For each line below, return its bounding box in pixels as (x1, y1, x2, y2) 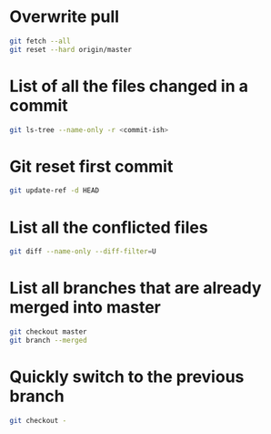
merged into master (9, 297, 161, 318)
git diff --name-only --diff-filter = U (9, 247, 156, 256)
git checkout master (9, 327, 88, 336)
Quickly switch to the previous (9, 367, 245, 387)
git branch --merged (9, 336, 88, 345)
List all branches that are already (9, 278, 262, 298)
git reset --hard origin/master (9, 45, 132, 54)
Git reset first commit (9, 156, 174, 177)
